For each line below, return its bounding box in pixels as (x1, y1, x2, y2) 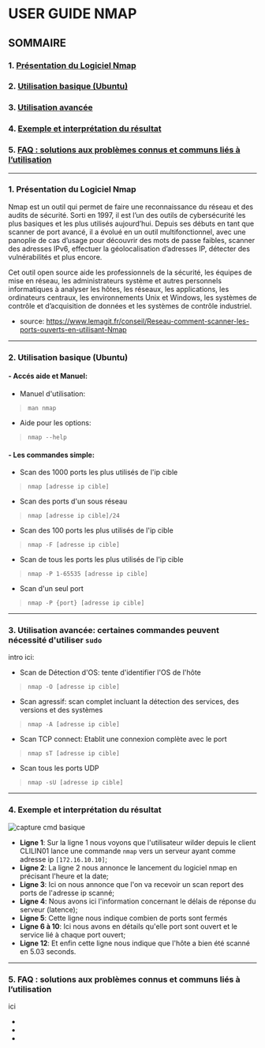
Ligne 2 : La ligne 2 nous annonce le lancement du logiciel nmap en (19, 863, 238, 872)
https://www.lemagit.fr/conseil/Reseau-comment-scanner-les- (46, 316, 250, 326)
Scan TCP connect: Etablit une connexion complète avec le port (19, 735, 227, 744)
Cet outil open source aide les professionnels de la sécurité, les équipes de (8, 268, 252, 277)
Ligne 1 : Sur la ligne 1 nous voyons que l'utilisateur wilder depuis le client (19, 837, 256, 847)
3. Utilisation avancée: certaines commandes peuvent (8, 625, 219, 636)
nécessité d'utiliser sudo (8, 634, 103, 646)
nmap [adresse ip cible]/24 (27, 512, 120, 520)
